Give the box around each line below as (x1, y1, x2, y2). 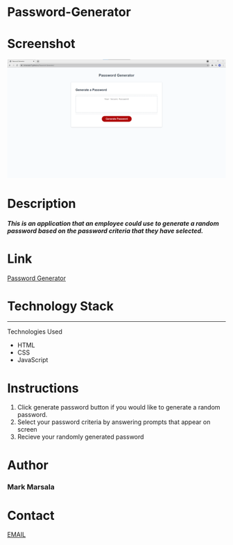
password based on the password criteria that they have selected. (7, 227, 204, 235)
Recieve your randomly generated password (17, 432, 144, 441)
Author (7, 457, 49, 473)
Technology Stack (7, 298, 114, 314)
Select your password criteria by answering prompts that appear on (17, 418, 211, 426)
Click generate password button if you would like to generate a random (17, 403, 221, 412)
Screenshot (7, 36, 76, 52)
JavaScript (17, 356, 49, 364)
